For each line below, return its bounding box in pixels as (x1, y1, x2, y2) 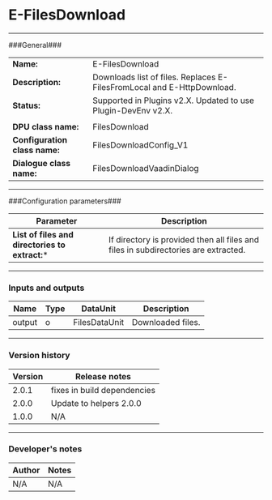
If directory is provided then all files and (108, 233, 260, 245)
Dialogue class (12, 157, 71, 169)
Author (12, 464, 40, 476)
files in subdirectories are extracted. (108, 244, 246, 255)
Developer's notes (8, 443, 83, 455)
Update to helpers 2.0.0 (51, 397, 142, 408)
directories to (12, 239, 66, 250)
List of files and (12, 229, 74, 240)
